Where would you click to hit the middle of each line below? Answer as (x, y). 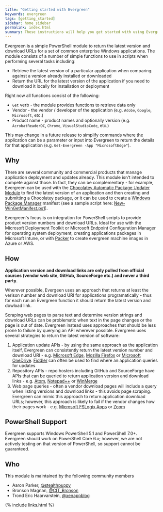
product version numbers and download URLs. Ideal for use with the (73, 223)
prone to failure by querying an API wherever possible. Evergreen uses (76, 330)
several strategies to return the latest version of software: (62, 336)
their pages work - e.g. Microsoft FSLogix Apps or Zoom (68, 407)
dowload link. (18, 305)
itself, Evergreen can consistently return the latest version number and (82, 350)
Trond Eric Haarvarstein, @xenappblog (51, 496)
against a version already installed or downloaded (62, 76)
